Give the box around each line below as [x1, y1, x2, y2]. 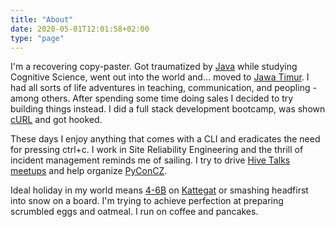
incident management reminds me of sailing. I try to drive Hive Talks [10, 154, 291, 166]
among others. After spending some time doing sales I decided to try [10, 92, 294, 105]
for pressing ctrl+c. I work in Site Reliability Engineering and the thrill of [10, 144, 304, 156]
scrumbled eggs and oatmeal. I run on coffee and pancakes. [10, 206, 259, 218]
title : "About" [10, 14, 74, 25]
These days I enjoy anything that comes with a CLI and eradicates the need [10, 133, 321, 145]
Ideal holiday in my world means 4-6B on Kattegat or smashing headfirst [10, 184, 309, 196]
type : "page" [10, 33, 65, 43]
